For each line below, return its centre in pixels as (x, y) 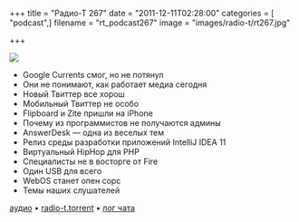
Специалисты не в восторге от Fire (90, 161)
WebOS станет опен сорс (72, 181)
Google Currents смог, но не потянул (93, 75)
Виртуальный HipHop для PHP (81, 152)
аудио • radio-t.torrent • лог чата (72, 208)
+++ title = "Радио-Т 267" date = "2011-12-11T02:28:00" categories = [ (142, 13)
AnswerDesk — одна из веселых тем (93, 132)
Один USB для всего (62, 171)
